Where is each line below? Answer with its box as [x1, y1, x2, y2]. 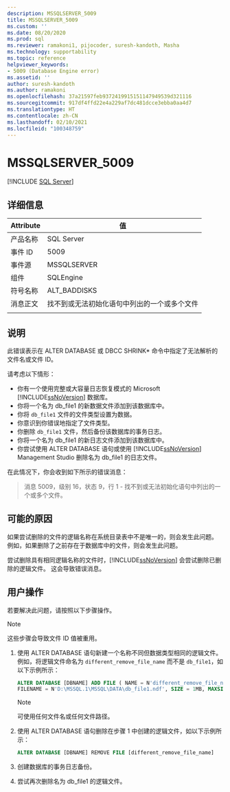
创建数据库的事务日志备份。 [16, 762, 96, 771]
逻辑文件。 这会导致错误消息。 [19, 564, 105, 573]
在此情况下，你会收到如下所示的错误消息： [7, 467, 128, 476]
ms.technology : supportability [7, 49, 97, 56]
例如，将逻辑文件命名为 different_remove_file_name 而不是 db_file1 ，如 [16, 657, 224, 665]
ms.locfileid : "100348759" [7, 125, 84, 132]
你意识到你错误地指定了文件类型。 [16, 419, 114, 427]
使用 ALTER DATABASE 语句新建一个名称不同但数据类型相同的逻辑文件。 [16, 648, 222, 657]
